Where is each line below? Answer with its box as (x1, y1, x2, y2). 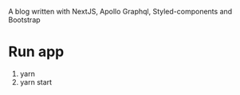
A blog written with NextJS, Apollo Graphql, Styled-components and (8, 7, 233, 16)
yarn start (19, 77, 53, 86)
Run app (8, 43, 65, 61)
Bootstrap (8, 15, 41, 25)
